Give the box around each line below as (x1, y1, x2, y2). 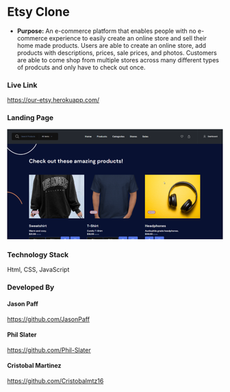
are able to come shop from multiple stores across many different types (16, 56, 219, 64)
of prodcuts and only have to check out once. (16, 63, 146, 71)
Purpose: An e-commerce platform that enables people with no (16, 27, 196, 35)
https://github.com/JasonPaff (7, 315, 90, 323)
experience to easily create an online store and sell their (49, 34, 207, 42)
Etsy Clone (7, 4, 70, 20)
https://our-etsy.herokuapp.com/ (7, 96, 100, 104)
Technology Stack (7, 250, 69, 260)
